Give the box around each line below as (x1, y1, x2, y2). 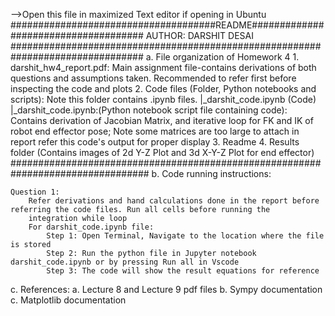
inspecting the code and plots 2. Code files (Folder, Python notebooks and (10, 83, 317, 94)
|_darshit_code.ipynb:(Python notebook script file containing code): (10, 104, 288, 116)
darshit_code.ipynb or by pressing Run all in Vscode (10, 257, 240, 267)
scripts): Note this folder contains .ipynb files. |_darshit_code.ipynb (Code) (10, 94, 317, 105)
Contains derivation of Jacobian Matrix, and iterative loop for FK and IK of (10, 115, 314, 126)
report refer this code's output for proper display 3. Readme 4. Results (10, 136, 300, 148)
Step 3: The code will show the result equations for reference (46, 266, 320, 276)
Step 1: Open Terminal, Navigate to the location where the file (46, 231, 325, 241)
